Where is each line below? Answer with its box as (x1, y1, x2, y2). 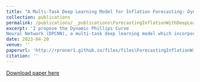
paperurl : (6, 48, 31, 53)
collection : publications (6, 14, 70, 20)
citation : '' (6, 53, 39, 59)
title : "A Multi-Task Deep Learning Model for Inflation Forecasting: (6, 8, 185, 15)
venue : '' (6, 42, 31, 48)
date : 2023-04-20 (6, 36, 49, 42)
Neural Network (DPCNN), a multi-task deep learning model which (6, 31, 171, 37)
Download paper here (6, 69, 60, 76)
